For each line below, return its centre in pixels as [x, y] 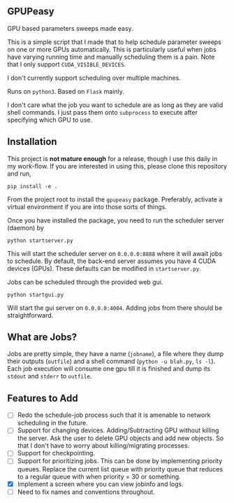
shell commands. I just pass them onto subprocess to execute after [102, 112]
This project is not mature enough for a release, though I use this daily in [112, 158]
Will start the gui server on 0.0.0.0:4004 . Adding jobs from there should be [115, 308]
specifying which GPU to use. [50, 120]
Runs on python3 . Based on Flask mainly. [66, 91]
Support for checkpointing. [56, 453]
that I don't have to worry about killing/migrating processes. [103, 446]
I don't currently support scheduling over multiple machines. [94, 78]
